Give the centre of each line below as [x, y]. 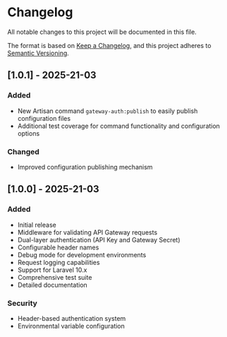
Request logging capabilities [59, 262]
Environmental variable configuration [71, 326]
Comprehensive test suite [55, 277]
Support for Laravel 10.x [52, 270]
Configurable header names [58, 247]
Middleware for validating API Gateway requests [87, 232]
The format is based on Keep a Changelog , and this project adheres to [109, 45]
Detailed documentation [53, 285]
